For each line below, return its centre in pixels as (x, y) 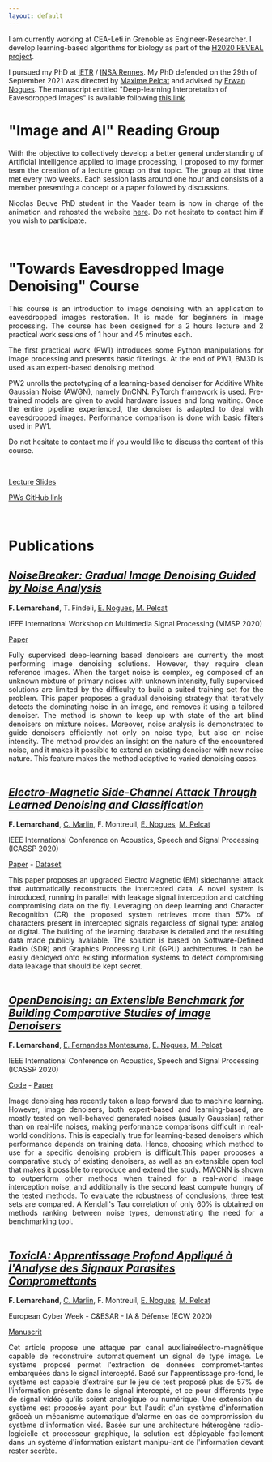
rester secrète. (33, 1451)
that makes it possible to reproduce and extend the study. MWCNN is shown (136, 1170)
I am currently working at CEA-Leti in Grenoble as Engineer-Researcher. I (130, 39)
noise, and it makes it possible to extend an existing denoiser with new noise (136, 750)
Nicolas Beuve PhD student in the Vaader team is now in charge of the (136, 203)
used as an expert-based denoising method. (82, 367)
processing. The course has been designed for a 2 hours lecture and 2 (136, 326)
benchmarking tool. (41, 1221)
